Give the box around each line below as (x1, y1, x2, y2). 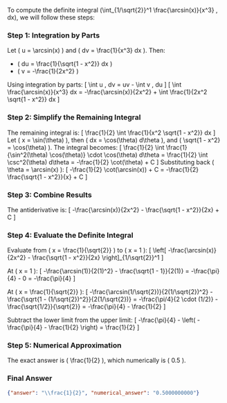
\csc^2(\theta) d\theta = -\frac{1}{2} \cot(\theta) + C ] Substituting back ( (7, 157, 215, 166)
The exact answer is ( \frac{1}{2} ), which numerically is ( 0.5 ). (7, 357, 186, 365)
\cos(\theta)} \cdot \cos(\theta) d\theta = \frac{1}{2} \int (49, 151, 208, 159)
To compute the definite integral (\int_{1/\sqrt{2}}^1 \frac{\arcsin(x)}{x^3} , (7, 6, 218, 14)
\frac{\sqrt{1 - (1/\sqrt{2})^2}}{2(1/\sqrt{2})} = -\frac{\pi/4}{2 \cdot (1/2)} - (7, 295, 218, 304)
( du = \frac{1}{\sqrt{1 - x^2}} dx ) (17, 60, 113, 68)
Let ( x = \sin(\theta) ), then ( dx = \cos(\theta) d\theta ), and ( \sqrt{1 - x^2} (7, 135, 221, 144)
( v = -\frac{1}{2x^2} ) (17, 67, 79, 76)
